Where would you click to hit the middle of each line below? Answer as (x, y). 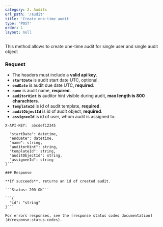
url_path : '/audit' (25, 14)
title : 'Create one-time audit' (38, 19)
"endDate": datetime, (32, 139)
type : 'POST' (18, 23)
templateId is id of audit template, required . (56, 106)
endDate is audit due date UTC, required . (53, 85)
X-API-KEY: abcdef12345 (30, 126)
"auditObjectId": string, (36, 156)
